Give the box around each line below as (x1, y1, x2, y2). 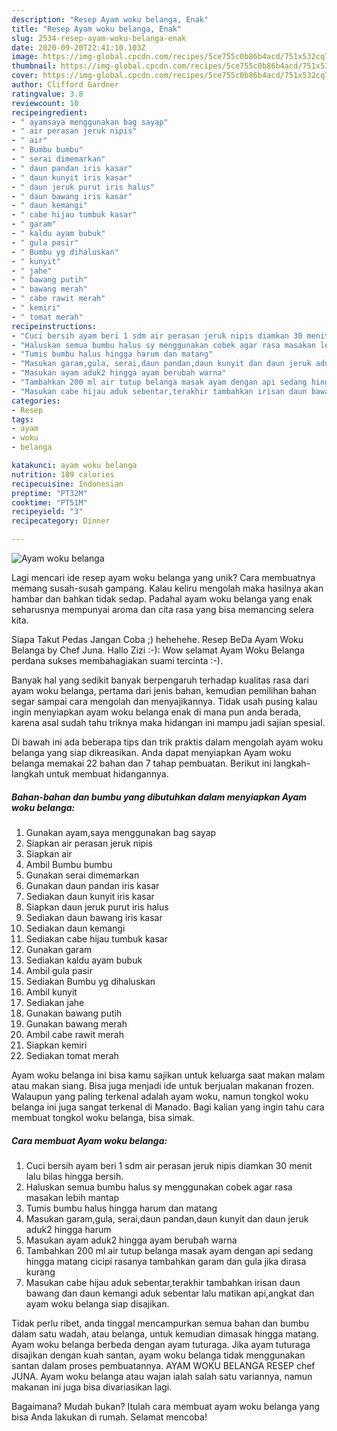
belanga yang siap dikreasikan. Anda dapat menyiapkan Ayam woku (11, 747, 292, 758)
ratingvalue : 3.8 (11, 89, 84, 99)
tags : (11, 414, 34, 425)
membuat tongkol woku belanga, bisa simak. (11, 1111, 195, 1123)
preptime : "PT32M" (11, 488, 88, 498)
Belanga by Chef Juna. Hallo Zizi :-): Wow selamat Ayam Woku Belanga (11, 644, 305, 656)
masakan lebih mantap (25, 1191, 120, 1203)
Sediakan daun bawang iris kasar (25, 911, 163, 923)
